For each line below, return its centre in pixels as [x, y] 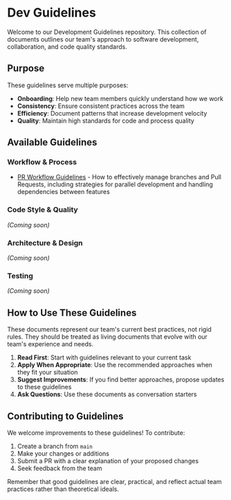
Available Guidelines [52, 142]
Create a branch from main [55, 446]
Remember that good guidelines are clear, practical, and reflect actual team [115, 481]
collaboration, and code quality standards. [67, 46]
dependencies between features [64, 192]
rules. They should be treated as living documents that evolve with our [107, 337]
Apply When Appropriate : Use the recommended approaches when [115, 365]
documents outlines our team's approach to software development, [103, 39]
